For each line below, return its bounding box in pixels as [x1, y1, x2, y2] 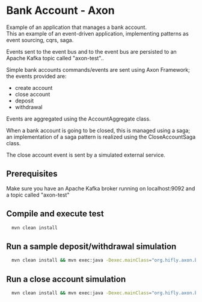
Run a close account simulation [6, 274, 126, 284]
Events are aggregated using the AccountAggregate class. [6, 115, 151, 122]
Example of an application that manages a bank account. [6, 24, 147, 31]
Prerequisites [6, 169, 58, 179]
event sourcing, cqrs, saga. [6, 36, 74, 43]
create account [14, 84, 53, 91]
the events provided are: [6, 72, 67, 80]
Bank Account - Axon [6, 4, 115, 17]
